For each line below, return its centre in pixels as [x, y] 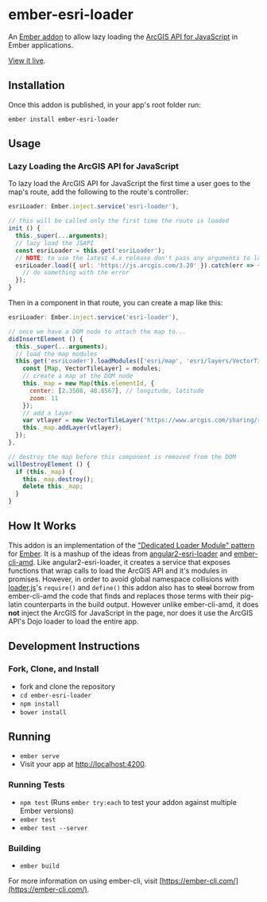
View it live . [27, 60]
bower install [43, 712]
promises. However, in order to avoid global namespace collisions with [124, 579]
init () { [25, 228]
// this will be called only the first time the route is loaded [118, 221]
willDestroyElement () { [49, 464]
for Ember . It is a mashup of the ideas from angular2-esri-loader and [120, 554]
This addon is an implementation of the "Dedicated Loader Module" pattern [132, 545]
